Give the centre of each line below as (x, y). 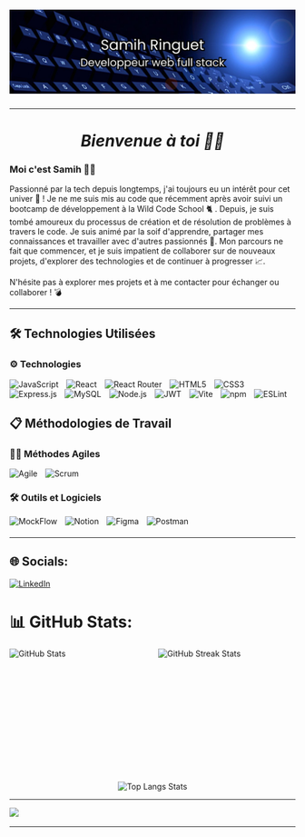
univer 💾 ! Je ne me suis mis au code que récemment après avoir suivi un (146, 199)
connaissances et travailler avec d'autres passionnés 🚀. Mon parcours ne (147, 242)
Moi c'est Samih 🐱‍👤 (53, 169)
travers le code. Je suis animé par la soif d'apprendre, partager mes (137, 232)
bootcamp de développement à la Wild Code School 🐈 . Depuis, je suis (142, 209)
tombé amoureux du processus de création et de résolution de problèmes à (151, 222)
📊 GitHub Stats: (71, 622)
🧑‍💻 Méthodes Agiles (55, 454)
